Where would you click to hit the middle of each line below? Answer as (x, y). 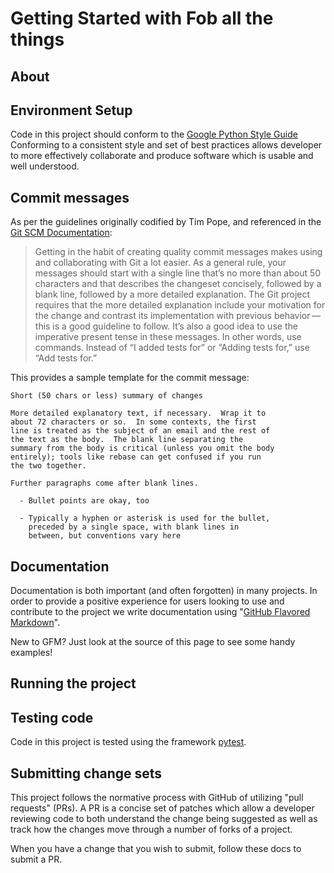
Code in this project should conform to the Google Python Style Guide (154, 134)
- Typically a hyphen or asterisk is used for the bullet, (145, 518)
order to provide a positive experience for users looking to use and (147, 601)
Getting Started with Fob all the (142, 18)
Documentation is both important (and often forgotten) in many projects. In (164, 591)
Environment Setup (71, 110)
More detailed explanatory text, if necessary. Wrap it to (138, 413)
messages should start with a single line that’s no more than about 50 (178, 273)
